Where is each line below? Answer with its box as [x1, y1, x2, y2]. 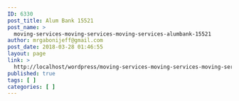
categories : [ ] [7, 83, 55, 90]
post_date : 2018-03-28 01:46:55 [7, 43, 103, 51]
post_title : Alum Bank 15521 [7, 17, 94, 24]
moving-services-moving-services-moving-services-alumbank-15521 [14, 30, 212, 38]
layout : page [7, 51, 46, 58]
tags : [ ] [7, 76, 37, 84]
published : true [7, 70, 55, 77]
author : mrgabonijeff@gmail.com [7, 37, 103, 44]
